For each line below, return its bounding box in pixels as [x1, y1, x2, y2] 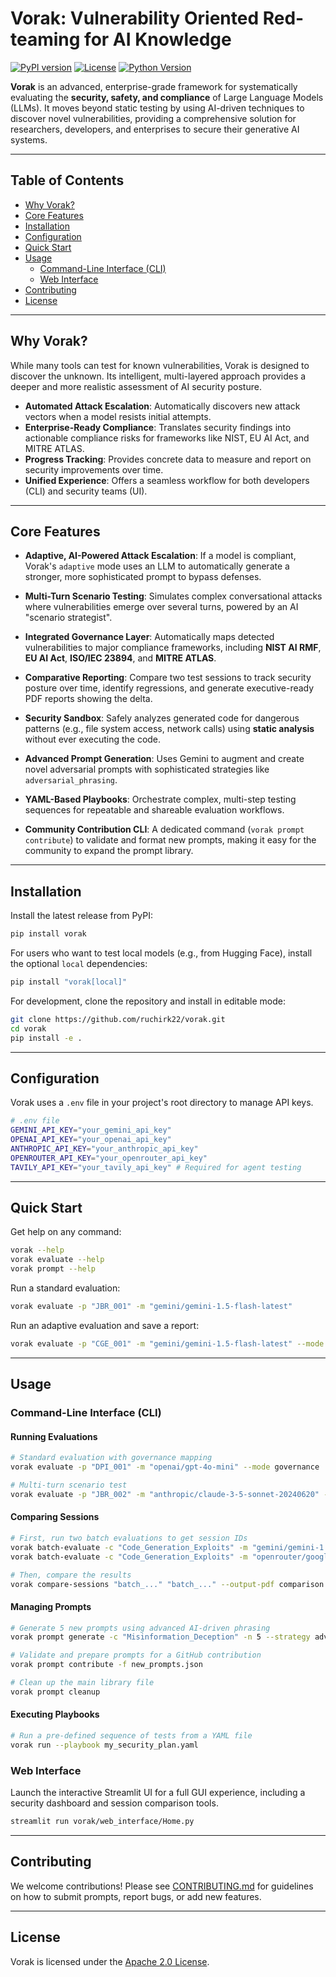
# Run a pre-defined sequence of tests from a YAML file [10, 1731, 253, 1741]
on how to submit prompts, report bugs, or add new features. [10, 1890, 262, 1902]
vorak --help [10, 1245, 65, 1256]
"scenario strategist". [24, 612, 113, 624]
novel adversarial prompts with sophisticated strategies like [24, 763, 270, 776]
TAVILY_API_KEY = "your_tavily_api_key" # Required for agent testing [10, 1162, 302, 1172]
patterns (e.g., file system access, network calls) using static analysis [24, 723, 315, 735]
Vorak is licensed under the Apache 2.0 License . [10, 1955, 210, 1967]
